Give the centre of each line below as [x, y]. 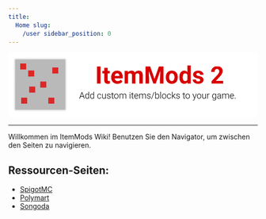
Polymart [34, 198]
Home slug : [33, 25]
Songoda [34, 206]
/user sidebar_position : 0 [67, 33]
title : [19, 17]
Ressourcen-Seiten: [59, 170]
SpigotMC [36, 190]
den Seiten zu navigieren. [50, 145]
